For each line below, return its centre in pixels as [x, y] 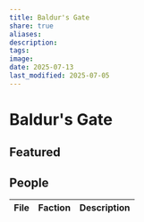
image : [21, 59]
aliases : [25, 34]
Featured [35, 152]
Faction [55, 208]
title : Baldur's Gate [50, 17]
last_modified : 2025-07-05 [59, 76]
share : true [31, 26]
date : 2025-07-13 [42, 68]
